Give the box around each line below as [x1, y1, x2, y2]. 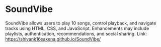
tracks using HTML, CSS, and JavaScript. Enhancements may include [5, 25, 149, 31]
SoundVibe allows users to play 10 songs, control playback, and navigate [5, 20, 156, 26]
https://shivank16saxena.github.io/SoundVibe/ [5, 36, 101, 42]
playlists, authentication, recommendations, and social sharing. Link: [5, 30, 147, 36]
